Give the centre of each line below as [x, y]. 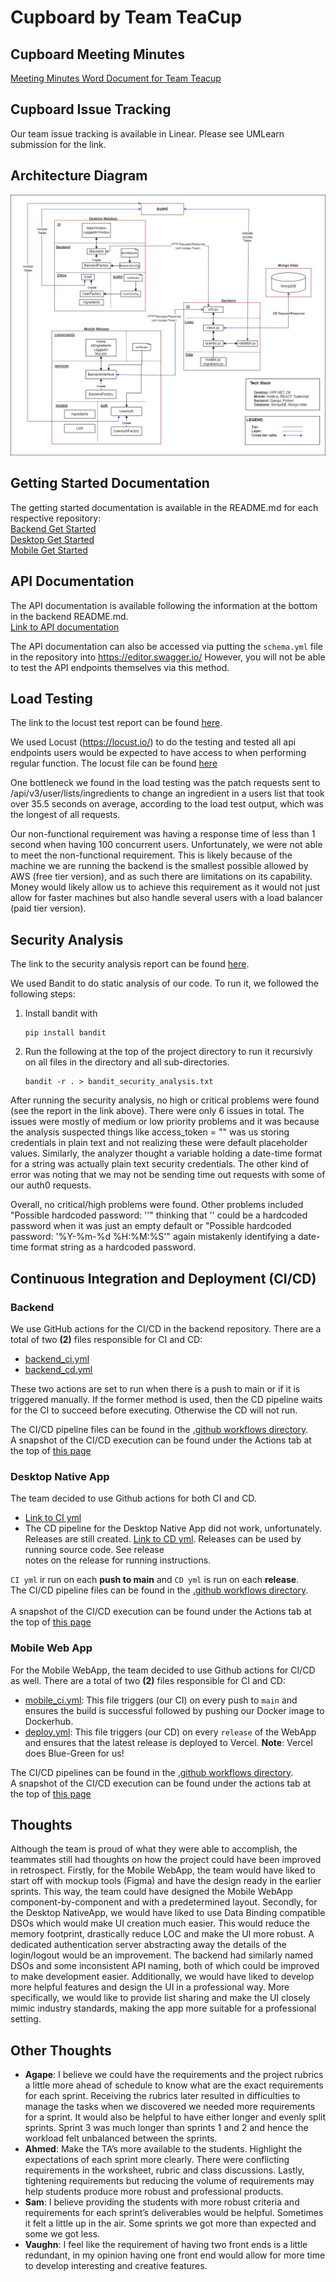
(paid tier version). [48, 908]
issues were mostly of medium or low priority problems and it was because [165, 1122]
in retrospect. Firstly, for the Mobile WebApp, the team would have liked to [163, 1870]
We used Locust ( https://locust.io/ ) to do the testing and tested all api [153, 742]
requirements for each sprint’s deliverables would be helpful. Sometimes [174, 2213]
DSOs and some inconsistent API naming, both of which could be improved [165, 1966]
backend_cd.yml [58, 1369]
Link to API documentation [65, 627]
